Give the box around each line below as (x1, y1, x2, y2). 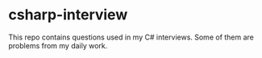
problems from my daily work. (8, 40, 108, 50)
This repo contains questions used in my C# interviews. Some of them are (8, 32, 254, 42)
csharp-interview (8, 6, 128, 24)
